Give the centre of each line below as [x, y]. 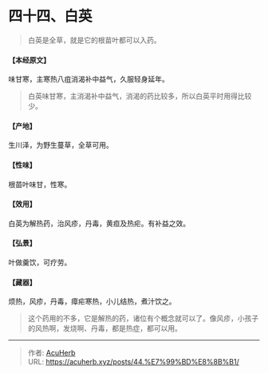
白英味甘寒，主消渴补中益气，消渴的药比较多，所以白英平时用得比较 [140, 96]
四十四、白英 [51, 16]
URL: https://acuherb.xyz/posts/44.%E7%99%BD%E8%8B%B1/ [133, 362]
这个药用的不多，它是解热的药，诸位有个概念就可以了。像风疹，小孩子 [143, 318]
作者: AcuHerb [51, 353]
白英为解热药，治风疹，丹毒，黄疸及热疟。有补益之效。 [99, 223]
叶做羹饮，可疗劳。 [40, 262]
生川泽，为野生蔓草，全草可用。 [61, 145]
